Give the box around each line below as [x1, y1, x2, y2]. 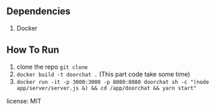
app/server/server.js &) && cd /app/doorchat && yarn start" [16, 85, 197, 92]
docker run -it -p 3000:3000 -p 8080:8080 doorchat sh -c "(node [16, 78, 209, 85]
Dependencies [6, 6, 71, 17]
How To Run [6, 44, 60, 56]
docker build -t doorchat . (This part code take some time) [16, 69, 191, 78]
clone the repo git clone [16, 62, 88, 71]
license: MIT [6, 96, 42, 105]
